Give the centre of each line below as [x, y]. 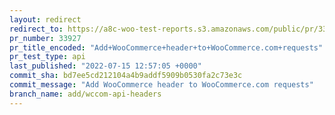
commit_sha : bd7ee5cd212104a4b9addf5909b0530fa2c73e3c [126, 76]
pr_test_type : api [47, 57]
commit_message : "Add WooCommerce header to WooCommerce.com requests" [161, 85]
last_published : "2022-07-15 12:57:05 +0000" [105, 66]
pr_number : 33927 [45, 38]
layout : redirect [45, 19]
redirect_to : [36, 29]
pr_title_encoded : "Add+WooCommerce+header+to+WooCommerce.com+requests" [166, 47]
